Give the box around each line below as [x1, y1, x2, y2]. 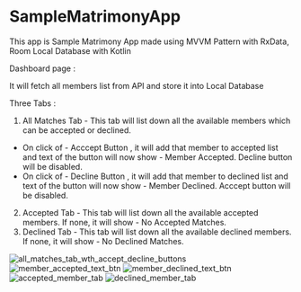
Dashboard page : [9, 63, 76, 74]
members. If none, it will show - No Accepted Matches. [22, 217, 227, 227]
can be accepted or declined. [22, 124, 132, 136]
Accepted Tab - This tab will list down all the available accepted [22, 207, 259, 217]
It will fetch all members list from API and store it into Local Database [9, 80, 264, 91]
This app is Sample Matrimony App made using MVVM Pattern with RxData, [9, 36, 289, 47]
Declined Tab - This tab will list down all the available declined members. [22, 226, 292, 237]
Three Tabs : [9, 97, 57, 109]
